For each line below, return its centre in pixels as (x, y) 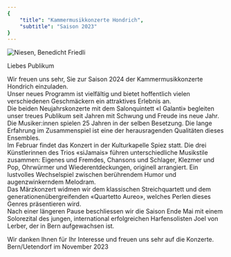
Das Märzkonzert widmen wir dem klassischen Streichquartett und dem (109, 189)
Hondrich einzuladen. (38, 86)
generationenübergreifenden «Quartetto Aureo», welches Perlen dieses (109, 197)
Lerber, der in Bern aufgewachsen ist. (61, 226)
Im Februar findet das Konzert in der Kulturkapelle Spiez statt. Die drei (107, 145)
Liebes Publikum (31, 66)
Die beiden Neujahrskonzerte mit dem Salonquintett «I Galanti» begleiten (111, 108)
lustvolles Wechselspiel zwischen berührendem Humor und (92, 175)
